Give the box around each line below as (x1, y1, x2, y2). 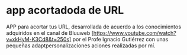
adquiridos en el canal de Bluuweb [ (6, 29, 93, 36)
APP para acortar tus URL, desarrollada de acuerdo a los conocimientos (6, 23, 182, 30)
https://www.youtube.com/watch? (93, 29, 176, 36)
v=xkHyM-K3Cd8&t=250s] (6, 35, 72, 43)
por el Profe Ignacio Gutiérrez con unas (72, 35, 169, 43)
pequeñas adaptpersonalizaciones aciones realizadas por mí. (6, 42, 156, 49)
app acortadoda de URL (6, 4, 124, 17)
